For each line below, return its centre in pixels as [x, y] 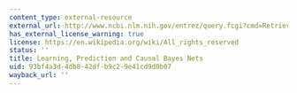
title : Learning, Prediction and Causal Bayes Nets [106, 58]
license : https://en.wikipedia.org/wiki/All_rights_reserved [124, 42]
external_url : [35, 26]
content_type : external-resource [71, 17]
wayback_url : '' [39, 75]
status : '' [29, 50]
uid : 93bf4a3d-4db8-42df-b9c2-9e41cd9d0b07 [91, 67]
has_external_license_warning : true [76, 34]
